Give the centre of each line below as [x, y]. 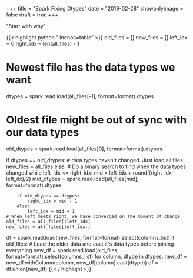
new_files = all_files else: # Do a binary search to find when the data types [96, 166]
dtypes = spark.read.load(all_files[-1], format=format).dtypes [80, 96]
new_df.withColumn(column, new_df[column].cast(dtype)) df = [82, 262]
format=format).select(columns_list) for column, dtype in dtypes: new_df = [96, 256]
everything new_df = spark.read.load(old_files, [62, 250]
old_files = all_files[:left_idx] [49, 222]
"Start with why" [26, 26]
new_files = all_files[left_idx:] [49, 227]
